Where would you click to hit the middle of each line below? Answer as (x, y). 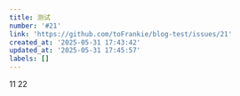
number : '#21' (36, 26)
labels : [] (29, 59)
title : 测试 (30, 17)
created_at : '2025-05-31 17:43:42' (75, 42)
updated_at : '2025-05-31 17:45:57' (75, 51)
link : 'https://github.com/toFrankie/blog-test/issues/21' (121, 34)
